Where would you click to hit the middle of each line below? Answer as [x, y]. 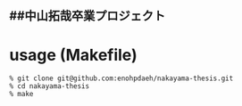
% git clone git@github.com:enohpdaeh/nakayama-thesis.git [121, 78]
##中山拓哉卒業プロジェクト [88, 16]
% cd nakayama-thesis [50, 86]
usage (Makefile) [73, 55]
